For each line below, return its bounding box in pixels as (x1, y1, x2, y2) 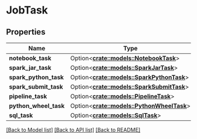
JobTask (6, 4, 48, 17)
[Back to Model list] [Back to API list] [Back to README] (6, 127, 141, 133)
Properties (6, 27, 46, 37)
